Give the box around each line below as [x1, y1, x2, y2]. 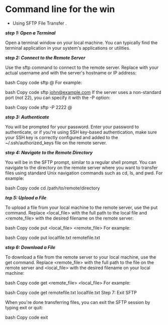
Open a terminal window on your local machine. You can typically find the [5, 39, 158, 46]
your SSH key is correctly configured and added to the [5, 134, 118, 140]
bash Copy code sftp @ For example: [5, 79, 82, 85]
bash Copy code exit [5, 314, 48, 320]
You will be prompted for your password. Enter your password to [5, 124, 139, 130]
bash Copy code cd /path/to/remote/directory [5, 185, 100, 191]
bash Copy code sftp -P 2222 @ [5, 104, 72, 110]
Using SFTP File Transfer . [12, 20, 67, 26]
